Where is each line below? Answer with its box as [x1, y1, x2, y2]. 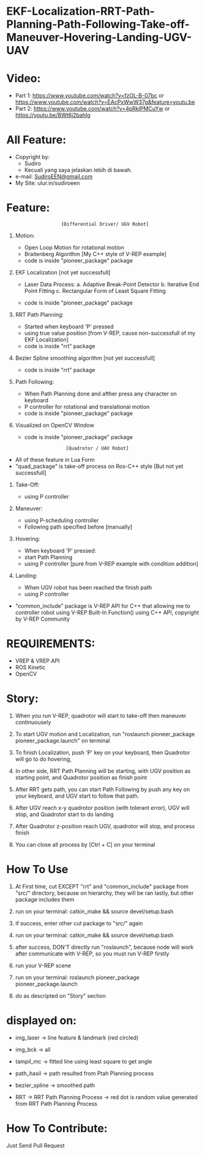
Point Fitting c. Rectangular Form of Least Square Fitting [24, 287, 166, 294]
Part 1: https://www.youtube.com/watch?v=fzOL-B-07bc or [15, 92, 164, 99]
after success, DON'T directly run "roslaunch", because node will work [15, 943, 194, 951]
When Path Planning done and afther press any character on [24, 390, 177, 397]
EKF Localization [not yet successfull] [15, 269, 111, 276]
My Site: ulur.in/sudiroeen [15, 179, 81, 187]
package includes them [15, 895, 75, 903]
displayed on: [6, 1014, 77, 1027]
